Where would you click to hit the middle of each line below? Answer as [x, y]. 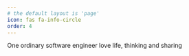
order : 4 [20, 26]
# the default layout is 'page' [53, 13]
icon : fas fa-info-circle [44, 20]
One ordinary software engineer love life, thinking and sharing [94, 46]
